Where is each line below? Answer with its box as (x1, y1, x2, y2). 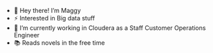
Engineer (13, 31, 40, 39)
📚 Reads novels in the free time (13, 39, 105, 47)
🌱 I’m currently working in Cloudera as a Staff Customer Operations (13, 24, 206, 32)
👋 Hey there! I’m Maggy (13, 7, 82, 14)
